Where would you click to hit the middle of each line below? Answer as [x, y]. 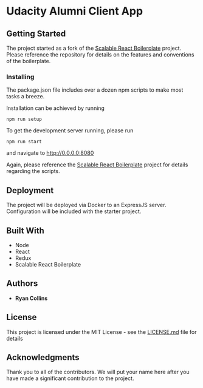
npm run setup [24, 120]
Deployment [30, 190]
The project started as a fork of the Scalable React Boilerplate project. [94, 48]
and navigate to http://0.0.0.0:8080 [50, 153]
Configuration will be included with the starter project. [74, 211]
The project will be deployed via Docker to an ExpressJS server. [86, 205]
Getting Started [36, 34]
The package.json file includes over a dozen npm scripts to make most [95, 90]
